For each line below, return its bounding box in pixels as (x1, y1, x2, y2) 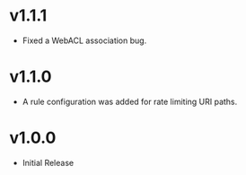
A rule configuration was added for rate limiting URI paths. (22, 96, 238, 107)
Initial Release (22, 157, 75, 168)
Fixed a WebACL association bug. (22, 35, 147, 46)
